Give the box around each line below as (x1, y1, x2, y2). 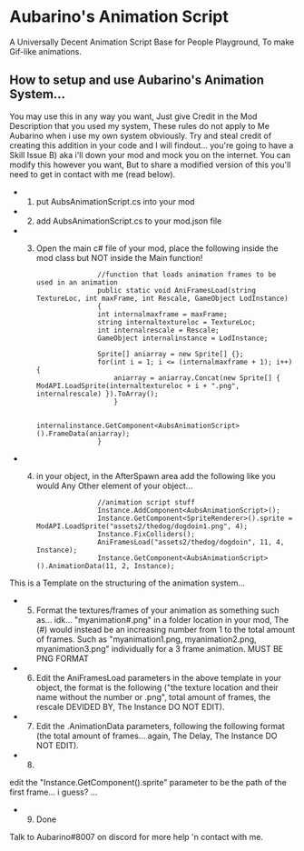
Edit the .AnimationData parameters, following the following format (35, 720, 286, 731)
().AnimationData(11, (35, 561, 118, 570)
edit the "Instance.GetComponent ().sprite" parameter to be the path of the (9, 776, 288, 787)
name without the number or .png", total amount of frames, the (35, 691, 271, 702)
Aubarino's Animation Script (9, 6, 229, 27)
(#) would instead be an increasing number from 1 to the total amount (35, 624, 295, 635)
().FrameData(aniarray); (35, 429, 131, 438)
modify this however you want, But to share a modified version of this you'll (9, 159, 291, 170)
